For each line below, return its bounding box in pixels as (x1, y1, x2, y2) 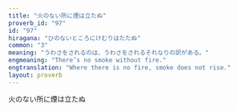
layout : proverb (8, 71, 63, 79)
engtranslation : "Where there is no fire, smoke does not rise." (8, 64, 231, 72)
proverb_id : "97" (8, 19, 67, 27)
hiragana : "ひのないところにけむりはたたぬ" (8, 34, 142, 42)
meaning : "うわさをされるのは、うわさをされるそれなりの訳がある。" (8, 49, 209, 57)
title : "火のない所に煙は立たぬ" (8, 11, 107, 20)
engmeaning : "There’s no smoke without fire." (8, 57, 167, 65)
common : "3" (8, 42, 48, 50)
